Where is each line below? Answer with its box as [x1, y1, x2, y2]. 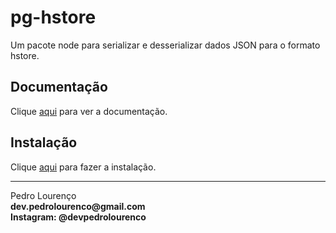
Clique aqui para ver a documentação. [10, 105, 168, 117]
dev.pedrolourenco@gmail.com [10, 200, 146, 212]
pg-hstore [10, 6, 97, 29]
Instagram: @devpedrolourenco [10, 211, 147, 223]
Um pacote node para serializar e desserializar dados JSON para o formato [10, 39, 321, 51]
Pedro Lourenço [10, 189, 77, 201]
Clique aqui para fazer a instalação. [10, 161, 157, 173]
